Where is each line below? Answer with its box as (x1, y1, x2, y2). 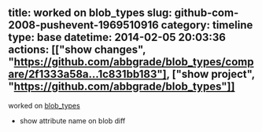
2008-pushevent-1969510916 (8, 19, 159, 32)
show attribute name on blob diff (19, 115, 126, 125)
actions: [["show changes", (8, 43, 146, 57)
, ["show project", (166, 68, 256, 81)
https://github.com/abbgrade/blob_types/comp (13, 55, 254, 69)
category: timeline (161, 19, 253, 32)
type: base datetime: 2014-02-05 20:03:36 (8, 31, 227, 44)
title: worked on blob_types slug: (8, 6, 173, 20)
